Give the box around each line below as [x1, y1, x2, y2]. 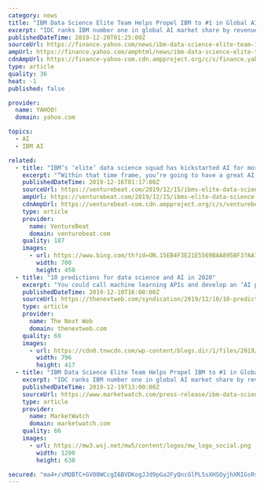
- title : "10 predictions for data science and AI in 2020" [15, 273, 216, 282]
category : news [8, 11, 58, 20]
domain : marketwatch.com [28, 420, 111, 428]
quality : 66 [22, 427, 61, 435]
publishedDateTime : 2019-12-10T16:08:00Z [22, 288, 159, 296]
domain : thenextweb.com [28, 324, 108, 333]
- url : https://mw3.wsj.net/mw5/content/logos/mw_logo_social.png [28, 441, 251, 449]
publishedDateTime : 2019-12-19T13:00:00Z [22, 383, 159, 391]
